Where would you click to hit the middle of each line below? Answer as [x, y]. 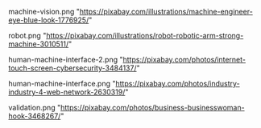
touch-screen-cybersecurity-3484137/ [72, 68]
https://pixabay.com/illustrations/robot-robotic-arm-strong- [145, 36]
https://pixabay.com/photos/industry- [178, 84]
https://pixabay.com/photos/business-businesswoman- [152, 108]
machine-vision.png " [44, 12]
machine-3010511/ [39, 44]
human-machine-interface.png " [62, 84]
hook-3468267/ [35, 116]
